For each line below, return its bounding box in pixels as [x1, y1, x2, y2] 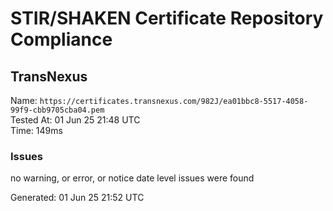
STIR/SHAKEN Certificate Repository [10, 7, 324, 30]
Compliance [10, 28, 113, 51]
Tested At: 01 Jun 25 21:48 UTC [10, 114, 141, 126]
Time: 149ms [10, 125, 63, 136]
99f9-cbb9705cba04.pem [10, 105, 105, 115]
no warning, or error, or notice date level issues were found [10, 172, 255, 184]
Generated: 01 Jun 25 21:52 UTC [10, 192, 145, 204]
